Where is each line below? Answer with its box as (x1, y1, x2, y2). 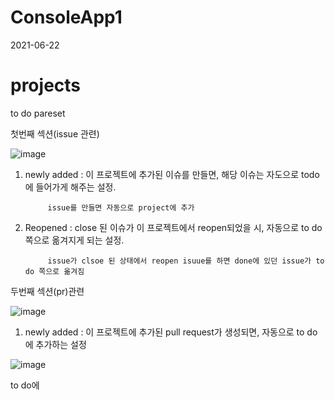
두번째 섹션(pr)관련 (10, 285, 85, 297)
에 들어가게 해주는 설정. (24, 181, 117, 193)
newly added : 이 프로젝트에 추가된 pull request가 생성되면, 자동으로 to (24, 326, 305, 338)
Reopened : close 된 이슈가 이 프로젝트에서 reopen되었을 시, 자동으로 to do (24, 221, 323, 233)
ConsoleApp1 (10, 6, 123, 29)
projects (10, 74, 82, 97)
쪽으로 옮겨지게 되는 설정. (24, 234, 125, 246)
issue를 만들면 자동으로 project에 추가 (47, 202, 195, 213)
